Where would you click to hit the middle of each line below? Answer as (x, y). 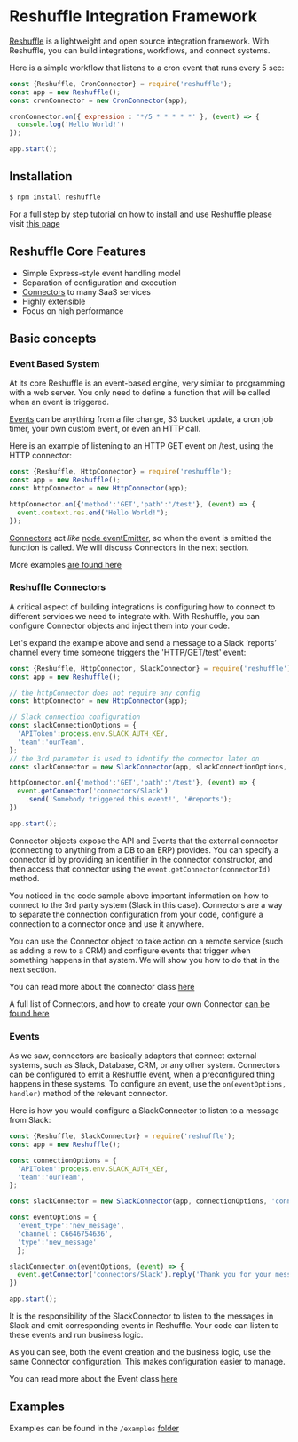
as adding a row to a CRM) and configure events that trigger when (130, 950)
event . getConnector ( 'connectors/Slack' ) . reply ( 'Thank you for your (145, 1275)
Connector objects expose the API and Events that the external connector (144, 841)
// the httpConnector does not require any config (105, 693)
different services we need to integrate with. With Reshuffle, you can (134, 616)
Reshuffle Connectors (58, 587)
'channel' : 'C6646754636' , (65, 1234)
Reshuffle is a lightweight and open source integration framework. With (139, 41)
